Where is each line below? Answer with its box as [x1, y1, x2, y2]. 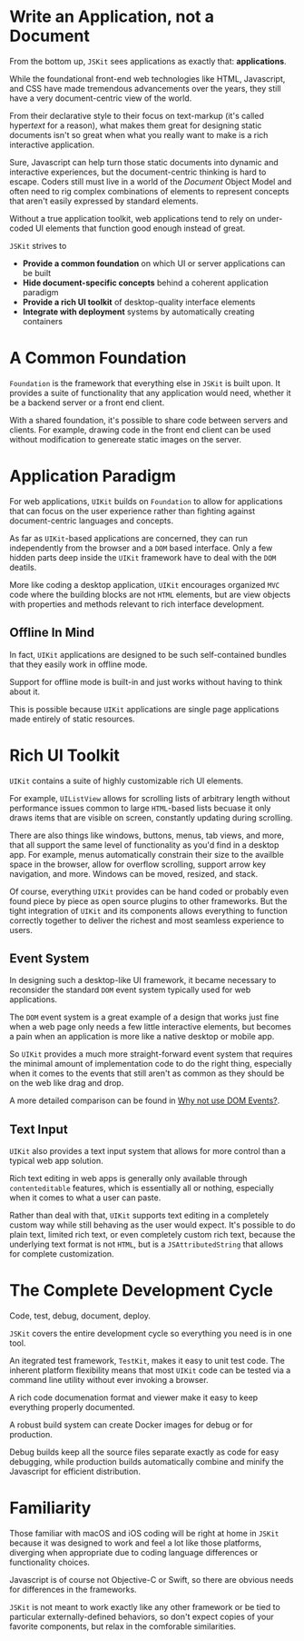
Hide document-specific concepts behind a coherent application [22, 277, 270, 288]
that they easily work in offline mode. [9, 659, 148, 670]
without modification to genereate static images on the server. [9, 433, 242, 444]
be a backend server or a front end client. [9, 397, 165, 408]
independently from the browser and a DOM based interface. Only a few [9, 542, 273, 553]
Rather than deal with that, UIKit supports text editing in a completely [9, 1210, 270, 1221]
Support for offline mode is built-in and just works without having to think [9, 676, 283, 687]
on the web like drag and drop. [9, 1078, 124, 1089]
